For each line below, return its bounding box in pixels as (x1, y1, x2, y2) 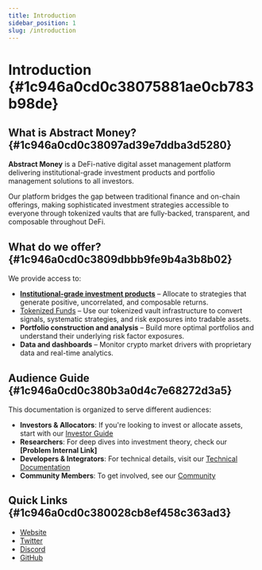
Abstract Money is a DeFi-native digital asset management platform (8, 160, 232, 169)
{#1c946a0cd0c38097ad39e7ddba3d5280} (8, 138, 232, 152)
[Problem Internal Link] (19, 446, 98, 455)
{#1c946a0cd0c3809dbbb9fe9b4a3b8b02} (8, 252, 233, 266)
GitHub (19, 553, 44, 562)
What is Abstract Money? (8, 126, 137, 139)
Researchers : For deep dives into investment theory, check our (19, 437, 228, 446)
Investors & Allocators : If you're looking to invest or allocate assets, (19, 421, 244, 429)
